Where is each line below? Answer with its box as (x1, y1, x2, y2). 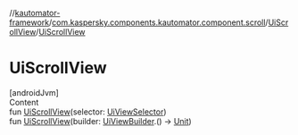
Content (9, 97, 39, 107)
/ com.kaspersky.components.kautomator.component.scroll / (48, 17, 269, 28)
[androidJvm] (9, 87, 60, 97)
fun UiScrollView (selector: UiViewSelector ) (9, 106, 167, 117)
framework (9, 17, 50, 28)
